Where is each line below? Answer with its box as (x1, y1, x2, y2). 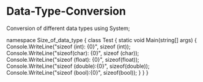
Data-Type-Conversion (6, 4, 127, 18)
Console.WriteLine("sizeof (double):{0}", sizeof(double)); (6, 62, 150, 70)
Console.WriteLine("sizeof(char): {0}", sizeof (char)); (6, 49, 139, 56)
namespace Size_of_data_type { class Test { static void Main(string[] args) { (6, 36, 197, 43)
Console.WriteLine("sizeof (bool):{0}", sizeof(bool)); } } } (6, 69, 149, 76)
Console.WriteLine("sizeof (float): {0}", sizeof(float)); (6, 56, 139, 63)
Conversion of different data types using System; (6, 24, 130, 32)
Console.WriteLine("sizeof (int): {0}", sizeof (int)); (6, 43, 131, 50)
